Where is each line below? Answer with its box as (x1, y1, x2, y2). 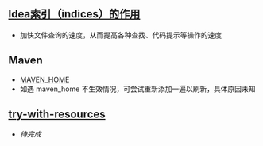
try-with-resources (8, 108, 106, 121)
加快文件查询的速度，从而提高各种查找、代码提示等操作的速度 (19, 30, 222, 40)
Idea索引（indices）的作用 (8, 7, 141, 21)
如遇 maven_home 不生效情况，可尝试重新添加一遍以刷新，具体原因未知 (19, 84, 256, 94)
